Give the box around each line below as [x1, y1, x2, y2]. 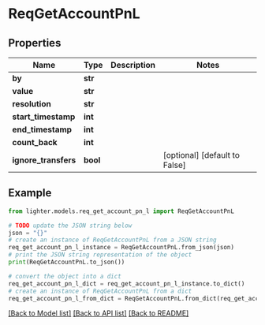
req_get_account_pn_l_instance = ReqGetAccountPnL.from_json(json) [8, 244, 235, 252]
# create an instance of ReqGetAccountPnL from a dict [8, 287, 192, 295]
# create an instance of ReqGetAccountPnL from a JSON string [8, 236, 217, 245]
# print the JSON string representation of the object [8, 251, 192, 259]
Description [110, 60, 156, 70]
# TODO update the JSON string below [8, 222, 132, 230]
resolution [12, 99, 51, 109]
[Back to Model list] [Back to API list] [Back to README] [8, 308, 189, 318]
